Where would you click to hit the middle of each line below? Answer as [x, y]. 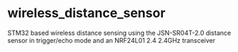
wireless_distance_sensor [86, 13]
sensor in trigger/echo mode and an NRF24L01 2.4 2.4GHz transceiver [111, 40]
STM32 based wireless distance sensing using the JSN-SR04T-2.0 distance [119, 33]
